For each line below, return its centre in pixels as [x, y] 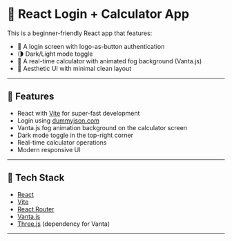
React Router [36, 209]
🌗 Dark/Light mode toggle [55, 54]
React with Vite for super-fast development [78, 113]
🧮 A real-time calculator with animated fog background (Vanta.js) [109, 61]
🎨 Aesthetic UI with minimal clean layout [74, 68]
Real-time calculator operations [62, 142]
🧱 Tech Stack [36, 178]
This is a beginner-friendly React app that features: [80, 33]
